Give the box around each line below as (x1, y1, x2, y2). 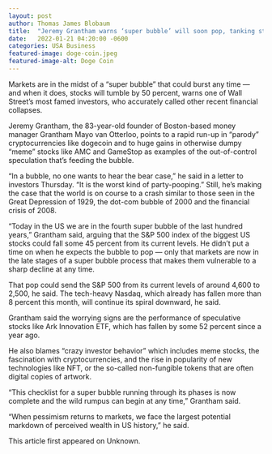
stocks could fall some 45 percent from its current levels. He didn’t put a (8, 238, 249, 248)
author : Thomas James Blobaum (8, 19, 111, 28)
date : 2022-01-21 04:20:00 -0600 (8, 34, 129, 43)
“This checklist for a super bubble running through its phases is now (8, 387, 236, 397)
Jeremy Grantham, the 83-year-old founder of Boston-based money (8, 121, 236, 131)
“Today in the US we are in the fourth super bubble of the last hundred (8, 221, 243, 231)
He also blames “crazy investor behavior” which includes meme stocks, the (8, 345, 260, 355)
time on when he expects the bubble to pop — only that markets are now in (8, 246, 259, 256)
